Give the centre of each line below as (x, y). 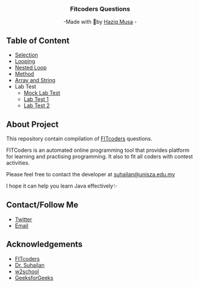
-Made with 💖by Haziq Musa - (100, 22)
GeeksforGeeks (34, 277)
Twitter (24, 219)
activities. (18, 163)
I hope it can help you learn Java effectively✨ (62, 186)
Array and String (35, 80)
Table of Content (38, 40)
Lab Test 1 (36, 99)
